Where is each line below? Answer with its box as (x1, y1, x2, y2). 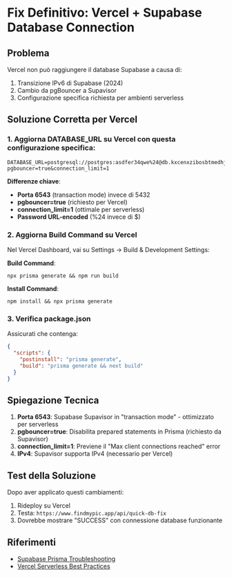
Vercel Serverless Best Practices (17, 562, 110, 570)
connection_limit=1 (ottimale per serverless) (17, 205, 145, 213)
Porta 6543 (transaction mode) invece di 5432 (17, 190, 151, 199)
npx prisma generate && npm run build (7, 272, 119, 279)
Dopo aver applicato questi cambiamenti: (7, 488, 124, 497)
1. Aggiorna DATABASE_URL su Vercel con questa (7, 134, 176, 144)
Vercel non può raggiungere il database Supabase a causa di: (7, 66, 182, 73)
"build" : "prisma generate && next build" (19, 362, 144, 369)
